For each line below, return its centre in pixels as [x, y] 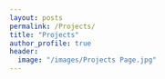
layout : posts [36, 18]
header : [24, 52]
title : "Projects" [44, 35]
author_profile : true [51, 43]
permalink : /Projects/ [52, 26]
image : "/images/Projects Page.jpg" [87, 60]
